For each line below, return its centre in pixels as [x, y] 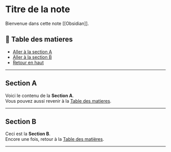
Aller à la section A [32, 51]
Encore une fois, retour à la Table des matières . [55, 139]
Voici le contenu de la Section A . [39, 96]
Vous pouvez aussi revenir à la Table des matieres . [59, 101]
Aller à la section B [32, 57]
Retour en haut [28, 63]
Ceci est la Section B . [28, 134]
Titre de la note [38, 9]
